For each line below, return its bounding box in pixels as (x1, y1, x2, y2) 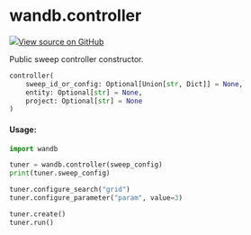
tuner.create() (9, 209, 67, 219)
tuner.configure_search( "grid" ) (9, 185, 130, 194)
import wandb (9, 144, 58, 153)
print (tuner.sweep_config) (9, 168, 111, 178)
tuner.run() (9, 218, 54, 227)
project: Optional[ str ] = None (25, 96, 143, 105)
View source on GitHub (18, 36, 104, 47)
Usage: (9, 123, 38, 135)
